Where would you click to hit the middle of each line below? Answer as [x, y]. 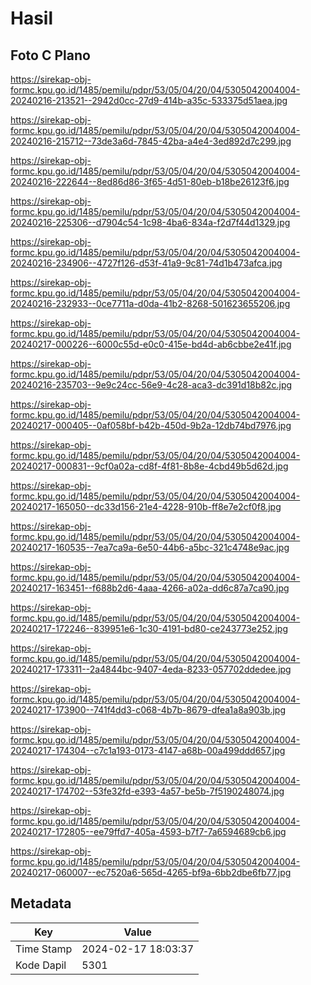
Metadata [41, 903]
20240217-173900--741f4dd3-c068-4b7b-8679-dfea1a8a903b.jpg [148, 710]
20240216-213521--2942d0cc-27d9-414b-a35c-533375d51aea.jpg [149, 100]
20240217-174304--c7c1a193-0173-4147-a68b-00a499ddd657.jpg [148, 750]
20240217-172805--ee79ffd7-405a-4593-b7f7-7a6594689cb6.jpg [148, 831]
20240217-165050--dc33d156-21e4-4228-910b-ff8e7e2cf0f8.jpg [146, 506]
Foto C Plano [50, 55]
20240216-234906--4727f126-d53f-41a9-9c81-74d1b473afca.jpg [146, 263]
